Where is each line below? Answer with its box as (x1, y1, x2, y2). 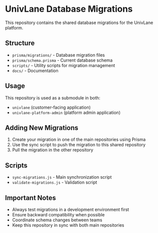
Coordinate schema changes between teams (12, 217, 102, 223)
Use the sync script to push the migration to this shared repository (12, 142, 146, 148)
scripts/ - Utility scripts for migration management (12, 62, 116, 68)
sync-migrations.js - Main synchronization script (12, 174, 112, 180)
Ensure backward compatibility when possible (12, 212, 105, 217)
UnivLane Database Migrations (5, 3, 133, 15)
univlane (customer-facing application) (12, 104, 91, 110)
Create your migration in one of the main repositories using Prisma (12, 137, 146, 142)
